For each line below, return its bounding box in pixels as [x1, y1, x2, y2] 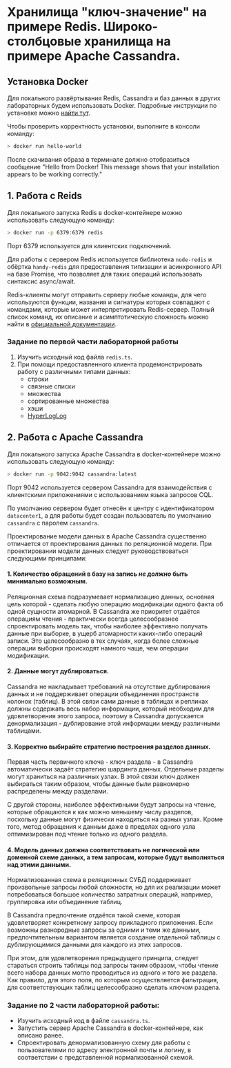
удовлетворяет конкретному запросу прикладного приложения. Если [7, 919, 214, 927]
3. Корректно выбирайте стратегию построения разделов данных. [7, 742, 211, 751]
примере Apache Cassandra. [7, 48, 181, 64]
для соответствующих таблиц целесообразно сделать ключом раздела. [7, 983, 221, 992]
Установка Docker [7, 75, 88, 87]
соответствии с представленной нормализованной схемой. [17, 1053, 194, 1061]
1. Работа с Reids [7, 190, 83, 202]
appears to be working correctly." [7, 170, 102, 178]
